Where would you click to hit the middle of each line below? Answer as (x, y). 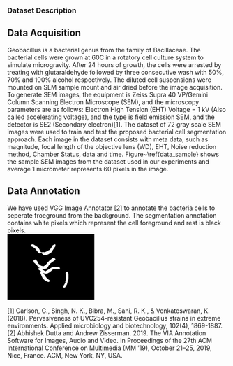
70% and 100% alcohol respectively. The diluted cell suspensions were (109, 80)
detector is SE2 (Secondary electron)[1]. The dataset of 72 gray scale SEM (114, 124)
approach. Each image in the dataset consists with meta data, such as (108, 139)
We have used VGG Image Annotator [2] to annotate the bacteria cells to (111, 208)
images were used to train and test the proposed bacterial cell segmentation (117, 132)
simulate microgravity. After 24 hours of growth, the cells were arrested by (114, 64)
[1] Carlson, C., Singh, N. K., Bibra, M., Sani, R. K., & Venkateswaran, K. (109, 311)
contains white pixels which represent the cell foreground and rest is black (114, 223)
